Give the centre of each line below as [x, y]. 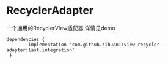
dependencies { [26, 39]
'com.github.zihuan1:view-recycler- [116, 45]
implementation [48, 45]
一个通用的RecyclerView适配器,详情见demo [61, 28]
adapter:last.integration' [41, 50]
